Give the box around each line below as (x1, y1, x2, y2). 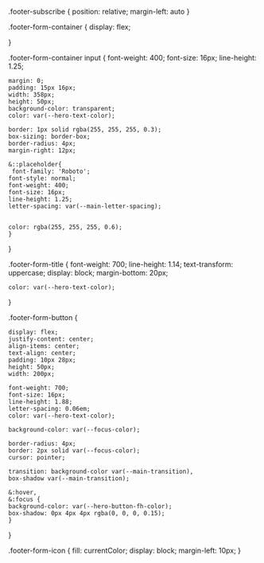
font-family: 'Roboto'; (11, 167, 91, 175)
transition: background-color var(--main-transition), (8, 467, 194, 475)
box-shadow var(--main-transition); (8, 475, 130, 483)
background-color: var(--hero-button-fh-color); (8, 502, 173, 510)
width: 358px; (8, 91, 56, 99)
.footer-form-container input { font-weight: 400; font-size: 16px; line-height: (8, 53, 257, 62)
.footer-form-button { (8, 313, 78, 322)
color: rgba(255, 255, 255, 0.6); (8, 223, 123, 231)
